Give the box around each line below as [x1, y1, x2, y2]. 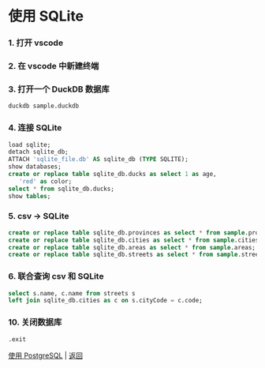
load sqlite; [8, 141, 51, 148]
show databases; [8, 163, 62, 171]
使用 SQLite [8, 7, 84, 25]
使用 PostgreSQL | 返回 [8, 351, 83, 360]
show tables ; [8, 192, 51, 200]
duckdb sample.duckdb [8, 102, 80, 111]
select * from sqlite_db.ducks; [8, 185, 114, 193]
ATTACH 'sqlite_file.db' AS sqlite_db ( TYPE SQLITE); [8, 156, 189, 163]
